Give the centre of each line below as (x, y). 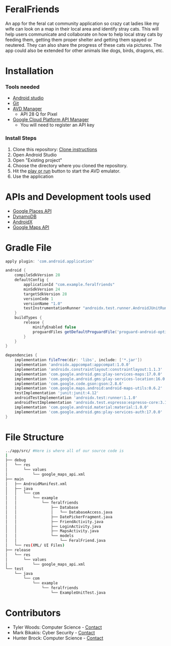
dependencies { (21, 355)
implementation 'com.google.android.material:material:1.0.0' (82, 407)
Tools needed (22, 87)
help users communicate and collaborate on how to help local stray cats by (84, 34)
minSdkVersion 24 (42, 289)
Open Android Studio (35, 155)
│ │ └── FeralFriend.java (55, 541)
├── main (15, 479)
